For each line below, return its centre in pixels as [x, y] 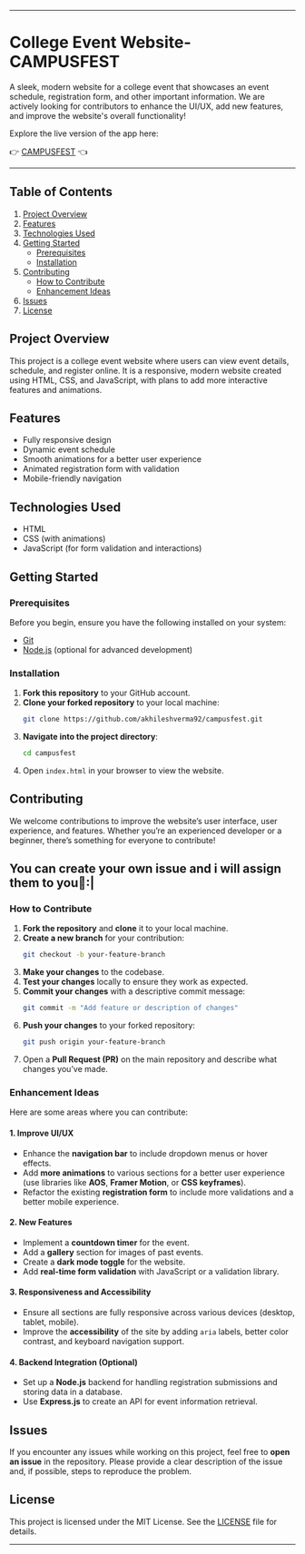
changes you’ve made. [65, 1069]
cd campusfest [49, 753]
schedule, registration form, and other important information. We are [137, 96]
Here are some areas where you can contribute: [99, 1112]
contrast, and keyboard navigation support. [103, 1341]
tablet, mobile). [51, 1322]
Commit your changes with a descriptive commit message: [134, 991]
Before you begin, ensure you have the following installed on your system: [148, 622]
